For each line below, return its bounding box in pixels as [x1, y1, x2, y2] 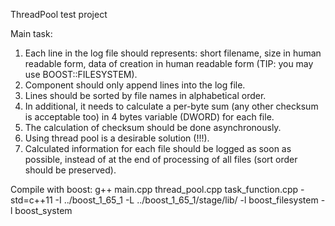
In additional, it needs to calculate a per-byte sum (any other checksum [24, 100, 319, 112]
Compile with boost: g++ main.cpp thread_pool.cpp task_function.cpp [10, 184, 299, 195]
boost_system [14, 205, 73, 216]
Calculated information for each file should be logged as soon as [24, 143, 292, 154]
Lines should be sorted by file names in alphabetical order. [24, 90, 267, 101]
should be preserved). [24, 164, 117, 176]
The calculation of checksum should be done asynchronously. [24, 122, 282, 133]
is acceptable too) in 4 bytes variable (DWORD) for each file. [24, 111, 275, 123]
